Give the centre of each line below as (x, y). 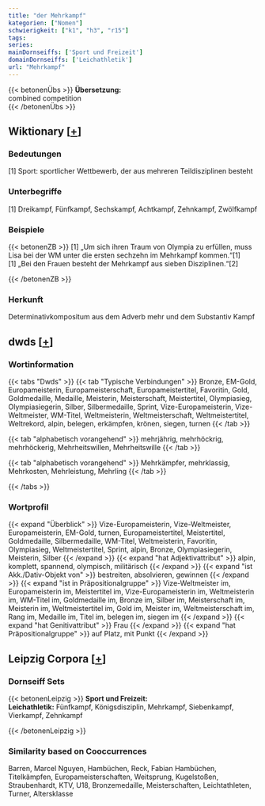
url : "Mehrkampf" (37, 67)
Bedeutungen (35, 154)
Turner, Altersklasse (41, 794)
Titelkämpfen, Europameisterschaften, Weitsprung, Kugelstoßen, (114, 777)
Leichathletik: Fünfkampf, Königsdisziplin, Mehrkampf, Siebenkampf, (121, 707)
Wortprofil (28, 506)
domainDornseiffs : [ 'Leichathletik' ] (70, 60)
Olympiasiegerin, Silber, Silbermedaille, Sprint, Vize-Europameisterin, (121, 407)
